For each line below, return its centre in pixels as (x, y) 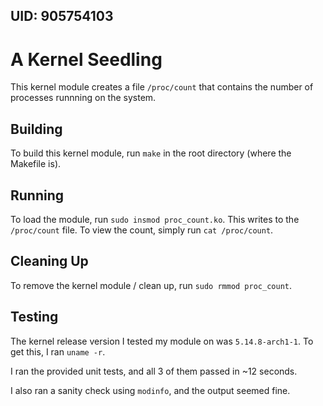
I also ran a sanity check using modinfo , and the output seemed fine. (150, 390)
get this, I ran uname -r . (58, 351)
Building (36, 129)
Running (37, 195)
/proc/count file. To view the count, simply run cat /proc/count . (142, 230)
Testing (34, 317)
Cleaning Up (49, 261)
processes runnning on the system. (83, 98)
